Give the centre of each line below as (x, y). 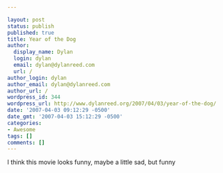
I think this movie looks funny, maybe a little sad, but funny (91, 162)
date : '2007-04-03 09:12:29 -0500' (59, 110)
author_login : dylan (37, 78)
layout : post (26, 19)
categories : (24, 123)
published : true (31, 33)
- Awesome (22, 129)
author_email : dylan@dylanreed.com (59, 84)
